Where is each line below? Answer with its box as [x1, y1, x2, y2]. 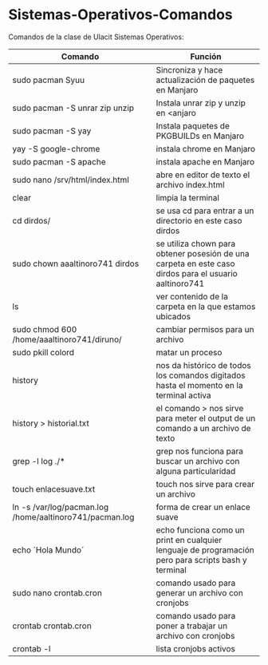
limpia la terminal [156, 192, 219, 203]
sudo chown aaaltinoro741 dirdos [12, 258, 140, 269]
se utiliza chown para [156, 238, 236, 249]
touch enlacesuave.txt [12, 483, 96, 494]
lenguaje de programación [156, 544, 255, 556]
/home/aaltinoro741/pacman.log [12, 511, 135, 522]
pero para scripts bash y [156, 554, 247, 565]
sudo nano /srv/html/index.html [12, 174, 129, 185]
